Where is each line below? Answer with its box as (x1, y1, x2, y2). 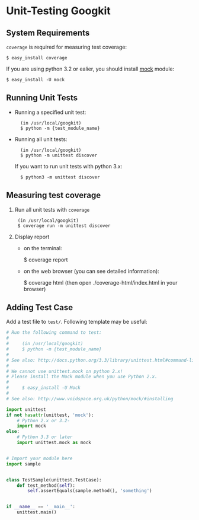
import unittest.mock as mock (17, 440, 92, 446)
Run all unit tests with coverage (14, 206, 90, 213)
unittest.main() (17, 509, 57, 515)
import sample (6, 461, 41, 467)
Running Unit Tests (6, 93, 78, 103)
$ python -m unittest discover (20, 152, 98, 158)
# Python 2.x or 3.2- (17, 417, 70, 423)
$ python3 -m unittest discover (20, 174, 100, 180)
